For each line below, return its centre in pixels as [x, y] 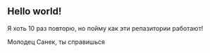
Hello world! [35, 12]
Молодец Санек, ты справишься [56, 42]
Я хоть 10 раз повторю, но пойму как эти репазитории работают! [105, 28]
